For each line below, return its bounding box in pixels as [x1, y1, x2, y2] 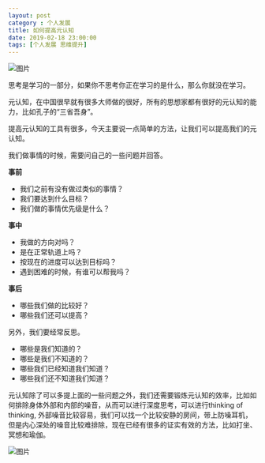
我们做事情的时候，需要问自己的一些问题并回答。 [8, 151, 167, 160]
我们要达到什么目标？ [19, 194, 89, 204]
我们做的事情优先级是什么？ [19, 204, 110, 213]
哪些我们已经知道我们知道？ [19, 364, 110, 374]
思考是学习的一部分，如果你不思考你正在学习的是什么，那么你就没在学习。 [8, 81, 250, 90]
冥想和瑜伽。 [8, 430, 50, 439]
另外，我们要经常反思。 [8, 327, 84, 337]
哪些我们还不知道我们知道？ [19, 374, 110, 383]
